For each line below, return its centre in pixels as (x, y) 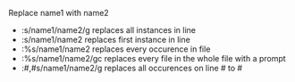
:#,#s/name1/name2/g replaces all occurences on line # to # (132, 68)
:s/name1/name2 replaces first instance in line (106, 40)
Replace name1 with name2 (59, 13)
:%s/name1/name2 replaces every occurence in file (116, 49)
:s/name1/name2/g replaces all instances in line (108, 30)
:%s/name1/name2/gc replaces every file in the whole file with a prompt (154, 58)
